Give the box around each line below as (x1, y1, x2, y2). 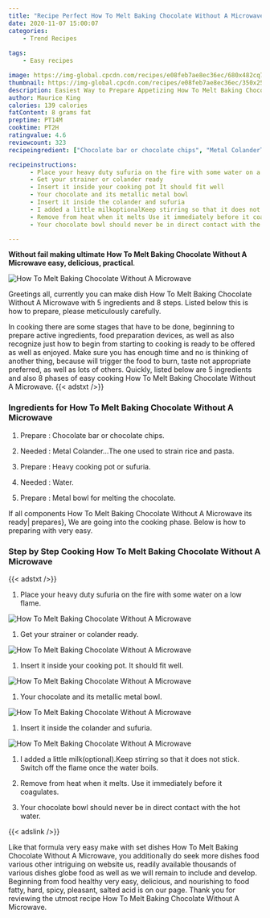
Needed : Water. (19, 477, 74, 487)
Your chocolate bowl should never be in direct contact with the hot (19, 802, 241, 812)
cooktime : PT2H (8, 124, 59, 132)
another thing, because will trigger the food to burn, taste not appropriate (8, 356, 252, 366)
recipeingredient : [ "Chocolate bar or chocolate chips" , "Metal (8, 146, 228, 154)
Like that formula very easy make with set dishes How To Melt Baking (8, 842, 239, 852)
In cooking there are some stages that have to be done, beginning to (8, 322, 235, 332)
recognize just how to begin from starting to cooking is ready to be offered (8, 339, 256, 349)
